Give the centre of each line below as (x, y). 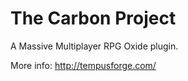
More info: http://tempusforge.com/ (83, 65)
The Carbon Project (93, 18)
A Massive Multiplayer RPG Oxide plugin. (94, 46)
